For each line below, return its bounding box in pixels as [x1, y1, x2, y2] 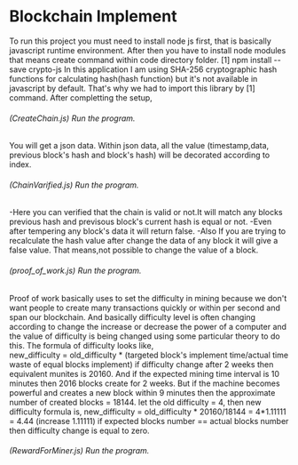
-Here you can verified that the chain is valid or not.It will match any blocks [9, 207, 283, 218]
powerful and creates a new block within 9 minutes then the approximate [9, 387, 276, 397]
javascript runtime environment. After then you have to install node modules [9, 44, 286, 55]
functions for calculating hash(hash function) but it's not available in [9, 73, 258, 84]
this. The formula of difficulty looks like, [9, 340, 154, 350]
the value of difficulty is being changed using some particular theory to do [9, 331, 281, 341]
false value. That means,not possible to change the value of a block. [9, 245, 259, 255]
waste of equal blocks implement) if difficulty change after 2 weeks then [9, 358, 274, 370]
